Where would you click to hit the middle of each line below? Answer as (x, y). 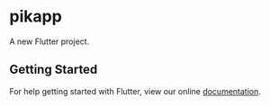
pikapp (36, 17)
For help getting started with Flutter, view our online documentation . (135, 91)
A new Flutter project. (49, 41)
